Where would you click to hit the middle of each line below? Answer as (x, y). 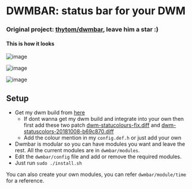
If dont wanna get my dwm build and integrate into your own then (104, 119)
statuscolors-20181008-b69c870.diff (69, 132)
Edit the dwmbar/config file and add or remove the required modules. (98, 157)
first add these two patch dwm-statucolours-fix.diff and (92, 125)
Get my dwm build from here (50, 113)
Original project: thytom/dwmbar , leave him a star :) (82, 30)
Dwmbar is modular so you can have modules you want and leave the (100, 144)
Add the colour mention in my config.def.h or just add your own (103, 138)
